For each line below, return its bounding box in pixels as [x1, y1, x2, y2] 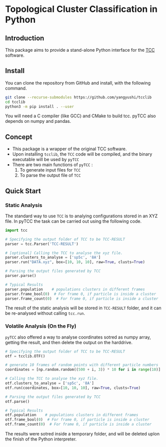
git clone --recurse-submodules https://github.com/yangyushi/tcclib [5, 94, 152, 100]
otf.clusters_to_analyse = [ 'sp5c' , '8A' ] [5, 381, 94, 386]
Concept [5, 133, 33, 141]
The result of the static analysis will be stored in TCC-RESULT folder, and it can [5, 305, 162, 311]
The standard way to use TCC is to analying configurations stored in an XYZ [5, 213, 158, 219]
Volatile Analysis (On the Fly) [5, 323, 77, 330]
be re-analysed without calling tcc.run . [5, 310, 85, 316]
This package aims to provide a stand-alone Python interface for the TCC [5, 47, 155, 53]
